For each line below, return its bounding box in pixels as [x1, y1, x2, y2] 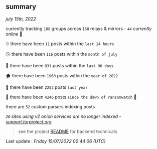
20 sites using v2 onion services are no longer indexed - [6, 113, 121, 119]
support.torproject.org [6, 118, 52, 124]
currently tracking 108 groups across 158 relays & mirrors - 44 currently [6, 26, 152, 32]
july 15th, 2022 [6, 16, 37, 22]
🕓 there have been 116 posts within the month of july [6, 51, 117, 57]
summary [6, 3, 37, 11]
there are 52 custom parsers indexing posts [6, 103, 95, 109]
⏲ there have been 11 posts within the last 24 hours [6, 41, 114, 47]
